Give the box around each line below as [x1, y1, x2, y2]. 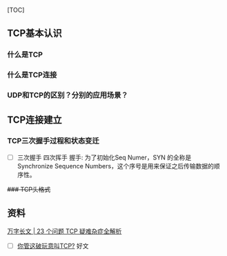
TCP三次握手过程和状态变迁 [7, 136, 100, 146]
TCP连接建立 [7, 114, 62, 126]
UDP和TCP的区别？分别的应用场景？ [7, 90, 129, 100]
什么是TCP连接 [7, 70, 57, 80]
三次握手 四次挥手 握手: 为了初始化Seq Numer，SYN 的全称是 [17, 153, 192, 161]
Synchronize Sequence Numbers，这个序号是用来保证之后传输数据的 [17, 161, 214, 170]
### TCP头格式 [7, 185, 51, 193]
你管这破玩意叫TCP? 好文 [17, 242, 89, 250]
